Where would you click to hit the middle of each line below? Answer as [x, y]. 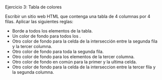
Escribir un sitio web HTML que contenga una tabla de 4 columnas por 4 [78, 16]
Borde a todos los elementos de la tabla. [52, 31]
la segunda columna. [33, 72]
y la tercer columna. [32, 46]
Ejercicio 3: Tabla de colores [33, 7]
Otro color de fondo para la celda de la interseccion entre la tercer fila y [84, 67]
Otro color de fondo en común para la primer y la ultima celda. [74, 62]
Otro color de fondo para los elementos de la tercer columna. [73, 57]
